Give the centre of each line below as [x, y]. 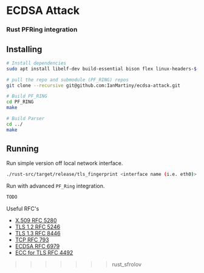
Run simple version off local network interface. [65, 163]
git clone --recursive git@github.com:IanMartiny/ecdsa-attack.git [93, 86]
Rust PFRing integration [42, 30]
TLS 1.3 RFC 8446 [38, 234]
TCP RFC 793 [32, 240]
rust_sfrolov [127, 265]
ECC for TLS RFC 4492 [44, 253]
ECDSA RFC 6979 [37, 246]
